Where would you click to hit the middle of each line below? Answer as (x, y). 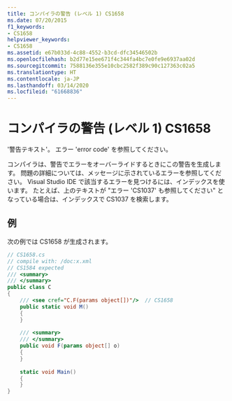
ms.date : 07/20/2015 (37, 20)
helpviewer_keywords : (39, 40)
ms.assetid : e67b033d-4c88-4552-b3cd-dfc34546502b (82, 53)
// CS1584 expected (36, 268)
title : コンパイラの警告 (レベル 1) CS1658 (66, 14)
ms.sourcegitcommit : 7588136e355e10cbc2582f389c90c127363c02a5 (101, 66)
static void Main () (48, 372)
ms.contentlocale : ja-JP (43, 79)
